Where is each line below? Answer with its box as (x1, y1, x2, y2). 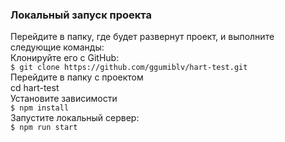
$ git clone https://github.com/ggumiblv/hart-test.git (10, 63, 248, 73)
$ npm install (10, 103, 70, 113)
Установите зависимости (10, 93, 118, 105)
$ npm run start (10, 123, 78, 133)
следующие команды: (10, 41, 105, 53)
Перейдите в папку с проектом (10, 71, 144, 83)
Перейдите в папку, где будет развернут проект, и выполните (10, 31, 275, 43)
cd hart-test (10, 82, 60, 94)
